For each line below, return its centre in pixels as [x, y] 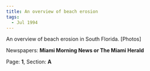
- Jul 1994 [25, 22]
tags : [13, 17]
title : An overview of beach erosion [52, 11]
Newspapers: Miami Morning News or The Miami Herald [75, 50]
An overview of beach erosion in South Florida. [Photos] [74, 39]
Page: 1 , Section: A [29, 62]
